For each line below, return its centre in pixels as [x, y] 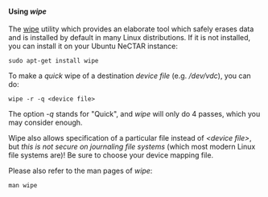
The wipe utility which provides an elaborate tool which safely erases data [131, 29]
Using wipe [27, 11]
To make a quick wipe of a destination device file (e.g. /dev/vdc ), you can [130, 76]
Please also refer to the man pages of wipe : [80, 171]
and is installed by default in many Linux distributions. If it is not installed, [130, 38]
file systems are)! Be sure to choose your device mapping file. [111, 155]
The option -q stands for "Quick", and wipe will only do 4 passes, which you [134, 114]
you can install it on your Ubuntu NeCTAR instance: [93, 46]
